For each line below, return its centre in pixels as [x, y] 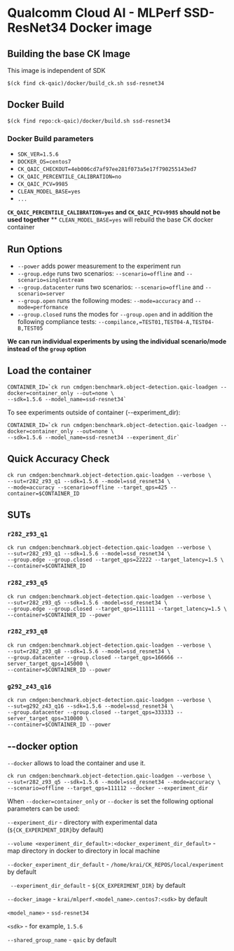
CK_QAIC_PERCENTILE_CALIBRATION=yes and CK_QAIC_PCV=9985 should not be [114, 213]
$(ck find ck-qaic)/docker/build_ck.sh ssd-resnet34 [86, 83]
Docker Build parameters [50, 138]
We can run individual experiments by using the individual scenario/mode [117, 341]
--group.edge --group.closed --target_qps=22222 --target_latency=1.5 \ [116, 560]
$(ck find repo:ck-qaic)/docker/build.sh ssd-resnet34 [89, 121]
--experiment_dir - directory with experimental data [82, 822]
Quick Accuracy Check [58, 459]
